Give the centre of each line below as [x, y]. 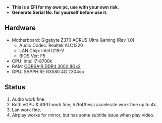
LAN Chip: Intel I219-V [42, 50]
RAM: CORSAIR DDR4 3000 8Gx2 [46, 66]
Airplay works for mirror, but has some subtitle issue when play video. [83, 115]
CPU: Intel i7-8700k [32, 61]
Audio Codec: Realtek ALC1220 [51, 45]
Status [15, 87]
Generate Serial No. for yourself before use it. [59, 12]
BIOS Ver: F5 [32, 56]
